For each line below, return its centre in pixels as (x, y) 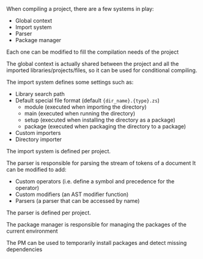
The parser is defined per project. (49, 213)
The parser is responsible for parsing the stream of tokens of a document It (101, 163)
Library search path (40, 94)
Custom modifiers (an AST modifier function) (72, 194)
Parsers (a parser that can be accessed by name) (77, 201)
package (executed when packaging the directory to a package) (105, 126)
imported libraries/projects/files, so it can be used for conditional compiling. (102, 70)
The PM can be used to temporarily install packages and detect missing (97, 243)
